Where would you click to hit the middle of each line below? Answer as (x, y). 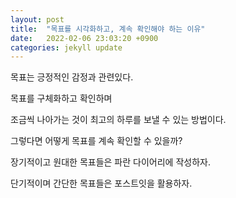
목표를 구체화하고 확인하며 (61, 98)
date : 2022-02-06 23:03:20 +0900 (84, 38)
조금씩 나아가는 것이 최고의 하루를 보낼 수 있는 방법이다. (118, 120)
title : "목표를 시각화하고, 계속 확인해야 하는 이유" (108, 29)
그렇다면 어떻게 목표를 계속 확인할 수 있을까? (96, 141)
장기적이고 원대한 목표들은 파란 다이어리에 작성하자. (110, 162)
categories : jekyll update (66, 47)
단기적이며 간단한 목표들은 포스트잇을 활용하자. (101, 183)
